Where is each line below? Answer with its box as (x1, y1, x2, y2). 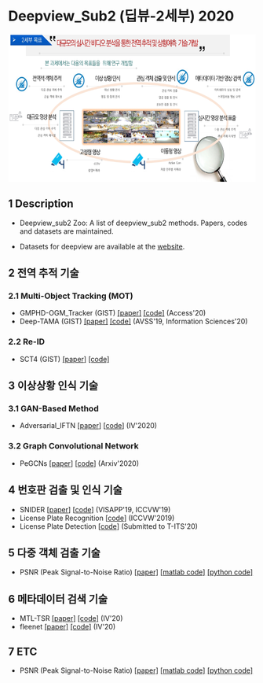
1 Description (8, 198, 74, 211)
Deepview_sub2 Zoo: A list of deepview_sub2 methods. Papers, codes (19, 218, 247, 227)
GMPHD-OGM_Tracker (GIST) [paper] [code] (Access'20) (19, 308, 206, 318)
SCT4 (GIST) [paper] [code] (19, 354, 110, 364)
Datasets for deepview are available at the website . (19, 242, 185, 251)
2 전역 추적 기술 (8, 267, 80, 280)
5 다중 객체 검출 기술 (8, 546, 100, 559)
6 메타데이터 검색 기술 (8, 592, 108, 606)
